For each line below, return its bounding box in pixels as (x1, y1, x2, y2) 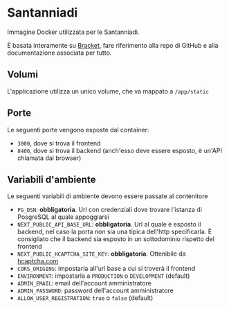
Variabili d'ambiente (7, 173, 96, 185)
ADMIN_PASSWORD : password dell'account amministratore (17, 286, 174, 295)
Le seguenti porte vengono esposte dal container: (7, 125, 149, 134)
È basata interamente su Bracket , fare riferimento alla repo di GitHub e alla (7, 41, 219, 49)
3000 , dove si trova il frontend (17, 139, 101, 147)
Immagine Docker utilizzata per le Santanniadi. (7, 28, 140, 36)
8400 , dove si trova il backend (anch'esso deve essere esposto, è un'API (17, 146, 223, 154)
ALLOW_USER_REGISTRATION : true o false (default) (17, 294, 154, 302)
